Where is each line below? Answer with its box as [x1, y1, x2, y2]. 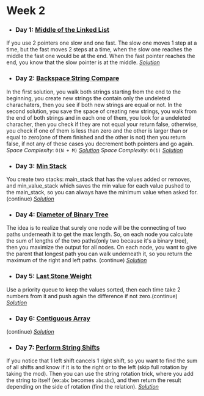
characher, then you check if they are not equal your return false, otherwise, [6, 120, 199, 128]
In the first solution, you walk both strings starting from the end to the [6, 88, 181, 95]
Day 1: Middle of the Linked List [15, 26, 110, 34]
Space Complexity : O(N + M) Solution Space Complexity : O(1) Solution [6, 146, 183, 153]
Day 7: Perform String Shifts [15, 343, 100, 351]
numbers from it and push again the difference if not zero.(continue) [6, 292, 178, 299]
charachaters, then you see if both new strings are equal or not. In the [6, 101, 182, 108]
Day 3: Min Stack [15, 161, 67, 170]
